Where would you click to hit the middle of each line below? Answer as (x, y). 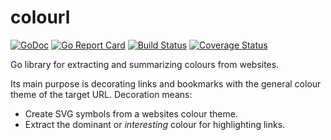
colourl (40, 17)
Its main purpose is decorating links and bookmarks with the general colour (166, 83)
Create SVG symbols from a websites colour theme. (131, 113)
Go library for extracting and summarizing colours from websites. (145, 64)
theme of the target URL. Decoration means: (101, 94)
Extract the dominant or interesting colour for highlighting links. (155, 124)
